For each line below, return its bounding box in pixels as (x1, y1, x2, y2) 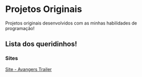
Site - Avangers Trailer (5, 66, 52, 72)
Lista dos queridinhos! (5, 40, 77, 48)
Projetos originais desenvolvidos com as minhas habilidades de (5, 20, 137, 26)
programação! (5, 25, 35, 31)
